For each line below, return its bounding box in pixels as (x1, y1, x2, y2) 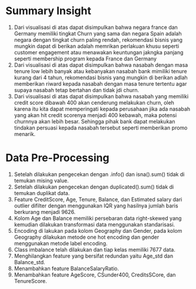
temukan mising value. (14, 177, 69, 184)
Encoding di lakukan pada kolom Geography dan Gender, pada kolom (14, 227, 182, 234)
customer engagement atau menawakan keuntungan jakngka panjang (14, 48, 184, 56)
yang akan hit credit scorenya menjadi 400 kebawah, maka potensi (14, 111, 177, 119)
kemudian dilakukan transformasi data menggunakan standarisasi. (14, 220, 175, 228)
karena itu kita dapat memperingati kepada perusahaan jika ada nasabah (14, 105, 191, 112)
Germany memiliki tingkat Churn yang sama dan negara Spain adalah (14, 30, 182, 37)
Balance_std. (14, 258, 45, 265)
